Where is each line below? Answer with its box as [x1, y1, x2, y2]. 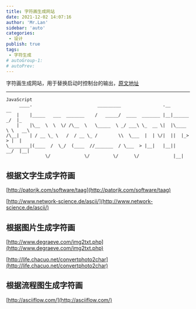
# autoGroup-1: [6, 57, 43, 63]
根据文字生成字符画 [6, 170, 75, 180]
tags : [6, 47, 19, 53]
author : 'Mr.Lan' [6, 19, 48, 25]
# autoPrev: [6, 63, 35, 69]
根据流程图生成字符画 [6, 280, 83, 290]
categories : [6, 30, 35, 36]
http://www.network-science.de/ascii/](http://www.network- [8, 198, 153, 205]
